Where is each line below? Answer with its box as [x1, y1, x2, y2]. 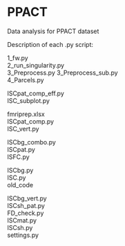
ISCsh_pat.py [7, 201, 45, 209]
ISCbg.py [7, 166, 34, 174]
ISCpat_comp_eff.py [7, 89, 64, 97]
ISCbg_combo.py [7, 138, 57, 146]
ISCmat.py [7, 216, 37, 225]
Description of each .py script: [7, 40, 93, 48]
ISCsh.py [7, 223, 33, 231]
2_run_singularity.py [7, 61, 64, 69]
